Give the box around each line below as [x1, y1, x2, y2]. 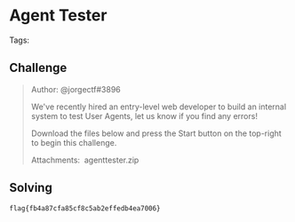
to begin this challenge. [30, 137, 117, 147]
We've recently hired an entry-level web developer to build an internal [30, 101, 287, 112]
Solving [9, 180, 53, 195]
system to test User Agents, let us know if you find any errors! [30, 110, 258, 121]
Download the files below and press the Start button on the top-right [30, 128, 282, 139]
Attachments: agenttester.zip [30, 155, 140, 165]
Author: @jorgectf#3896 [30, 83, 122, 94]
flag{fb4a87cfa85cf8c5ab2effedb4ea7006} [9, 203, 162, 213]
